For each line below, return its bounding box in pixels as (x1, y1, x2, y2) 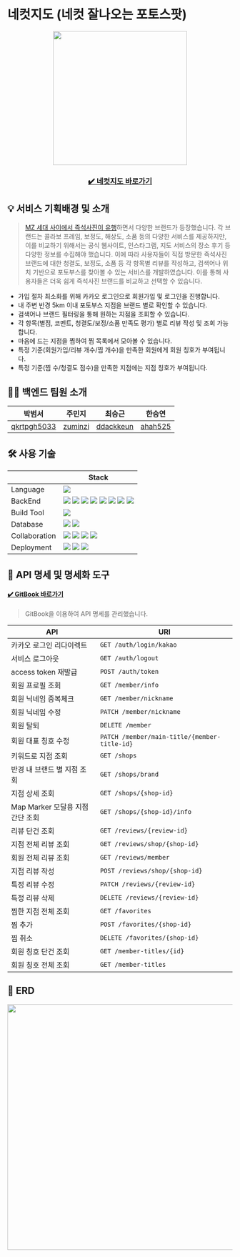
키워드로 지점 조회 (11, 751, 68, 761)
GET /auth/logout (99, 654, 159, 662)
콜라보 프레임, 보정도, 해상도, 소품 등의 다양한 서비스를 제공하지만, (44, 232, 227, 240)
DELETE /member (99, 721, 151, 729)
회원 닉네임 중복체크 (11, 694, 75, 704)
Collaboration (11, 531, 56, 541)
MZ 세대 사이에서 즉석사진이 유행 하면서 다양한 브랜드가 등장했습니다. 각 (24, 223, 224, 232)
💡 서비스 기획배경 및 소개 (7, 203, 109, 215)
